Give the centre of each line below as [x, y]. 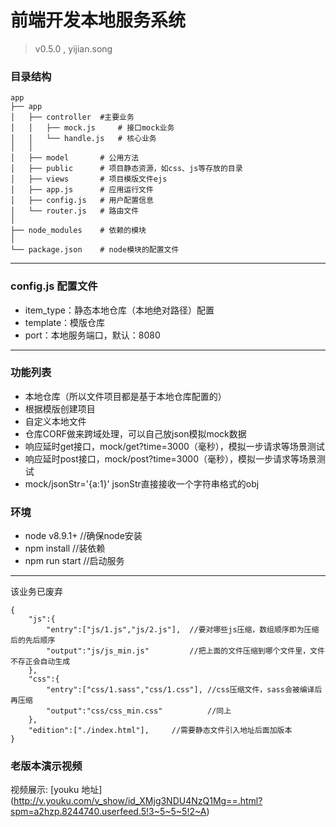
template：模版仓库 [65, 322]
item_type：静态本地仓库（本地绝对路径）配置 [119, 310]
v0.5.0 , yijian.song [73, 48]
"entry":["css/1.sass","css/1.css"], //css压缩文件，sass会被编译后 [184, 690]
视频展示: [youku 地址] [56, 790]
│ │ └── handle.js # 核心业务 [83, 139]
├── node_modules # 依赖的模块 [78, 231]
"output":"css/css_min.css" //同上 [139, 711]
